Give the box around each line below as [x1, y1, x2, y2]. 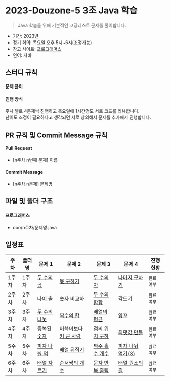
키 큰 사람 [59, 333, 81, 340]
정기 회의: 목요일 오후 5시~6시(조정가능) [12, 39, 92, 46]
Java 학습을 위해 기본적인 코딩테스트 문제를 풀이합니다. [17, 22, 126, 28]
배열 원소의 [118, 360, 143, 367]
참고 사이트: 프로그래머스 [12, 46, 62, 52]
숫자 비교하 [59, 295, 84, 302]
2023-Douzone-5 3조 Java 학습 [5, 5, 138, 16]
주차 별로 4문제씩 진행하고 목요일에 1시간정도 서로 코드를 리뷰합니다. [5, 108, 140, 114]
